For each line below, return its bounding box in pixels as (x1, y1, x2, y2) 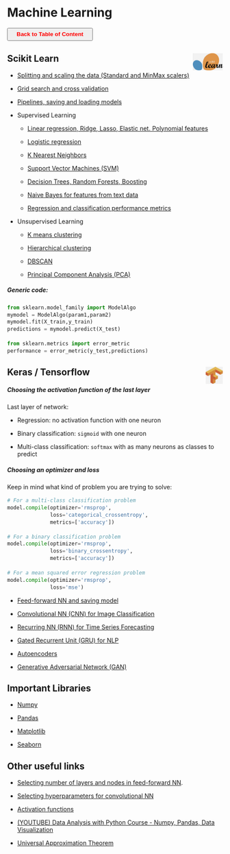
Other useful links (7, 760, 85, 772)
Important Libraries (7, 682, 91, 694)
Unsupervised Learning (16, 217, 84, 225)
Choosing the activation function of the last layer (7, 385, 151, 393)
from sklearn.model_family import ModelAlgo (7, 304, 136, 311)
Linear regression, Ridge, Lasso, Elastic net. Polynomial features (27, 124, 209, 132)
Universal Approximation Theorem (16, 839, 114, 847)
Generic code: (7, 286, 49, 294)
